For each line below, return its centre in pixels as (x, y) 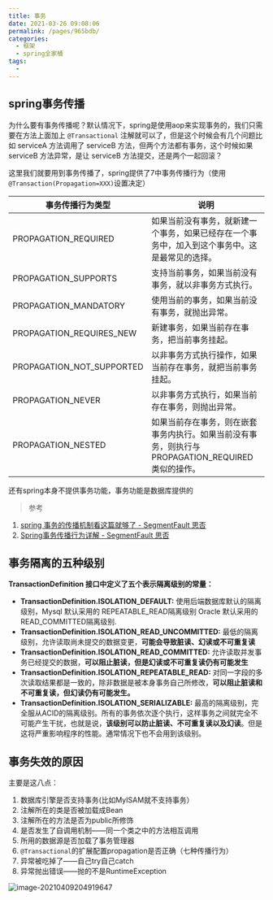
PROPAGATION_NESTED (59, 445)
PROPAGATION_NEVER (56, 400)
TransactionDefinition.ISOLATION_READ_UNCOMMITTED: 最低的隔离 (139, 632)
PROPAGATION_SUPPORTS (65, 278)
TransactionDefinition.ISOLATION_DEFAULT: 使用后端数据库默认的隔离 (141, 602)
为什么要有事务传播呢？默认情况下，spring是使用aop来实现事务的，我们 (129, 125)
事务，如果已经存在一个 (204, 233)
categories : (28, 39)
